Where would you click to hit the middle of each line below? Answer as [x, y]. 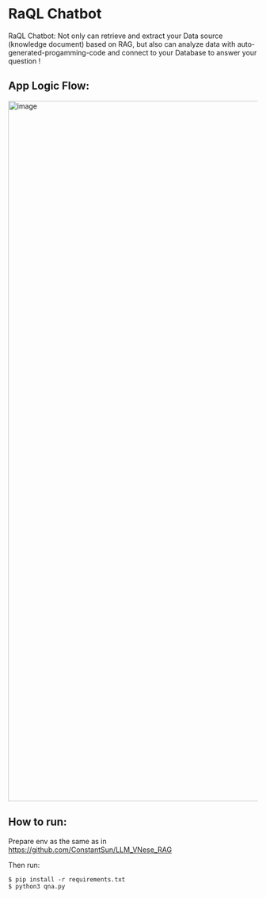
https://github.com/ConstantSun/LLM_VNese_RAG [90, 850]
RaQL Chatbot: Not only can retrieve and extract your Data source [116, 36]
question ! [25, 61]
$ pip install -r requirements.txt [67, 879]
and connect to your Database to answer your [182, 52]
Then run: [24, 865]
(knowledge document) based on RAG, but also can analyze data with [122, 44]
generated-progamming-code [57, 52]
